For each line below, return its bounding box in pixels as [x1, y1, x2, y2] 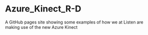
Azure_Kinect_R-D [5, 3, 82, 14]
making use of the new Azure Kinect [5, 24, 78, 30]
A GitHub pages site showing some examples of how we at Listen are [5, 19, 144, 25]
